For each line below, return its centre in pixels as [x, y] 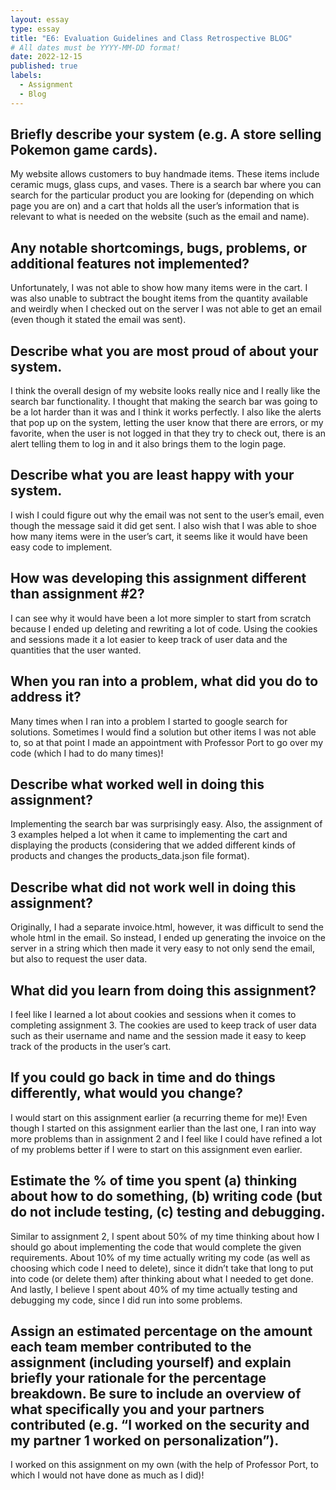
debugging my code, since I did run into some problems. [126, 1300]
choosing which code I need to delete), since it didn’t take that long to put [162, 1268]
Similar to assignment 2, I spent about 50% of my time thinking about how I [165, 1236]
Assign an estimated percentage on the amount [161, 1331]
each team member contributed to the [131, 1346]
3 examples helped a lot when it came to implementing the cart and [149, 835]
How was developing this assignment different [158, 578]
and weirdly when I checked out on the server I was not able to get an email [166, 309]
